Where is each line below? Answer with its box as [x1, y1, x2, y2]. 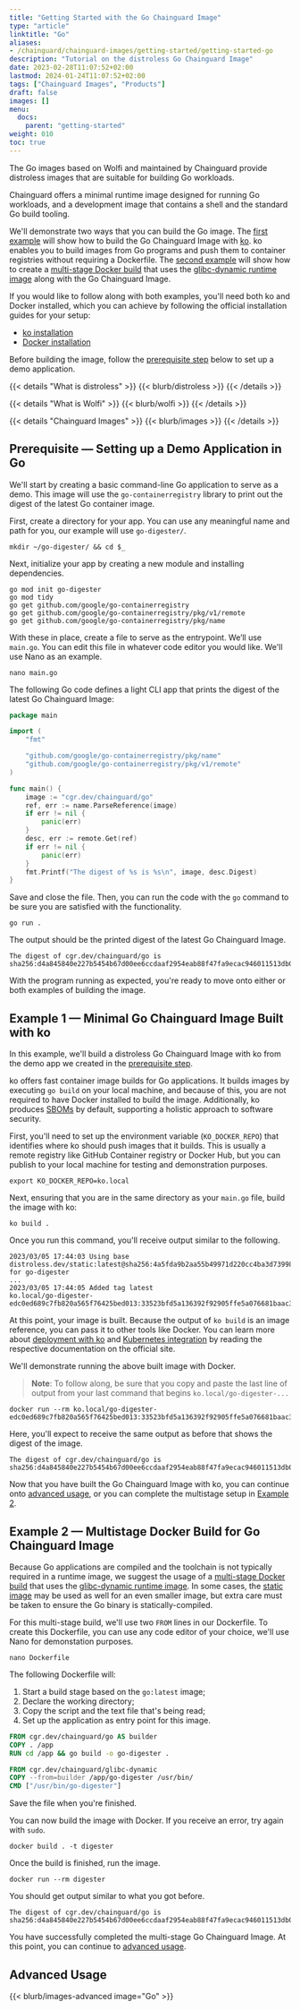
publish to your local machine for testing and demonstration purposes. [9, 1159, 268, 1170]
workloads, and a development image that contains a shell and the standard [9, 199, 288, 210]
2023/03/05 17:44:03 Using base [9, 1253, 129, 1262]
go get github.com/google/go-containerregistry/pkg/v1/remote [9, 608, 246, 618]
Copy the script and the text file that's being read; [21, 1705, 205, 1715]
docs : [17, 113, 38, 122]
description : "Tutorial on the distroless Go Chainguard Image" [9, 55, 254, 64]
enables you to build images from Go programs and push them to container [9, 244, 286, 255]
